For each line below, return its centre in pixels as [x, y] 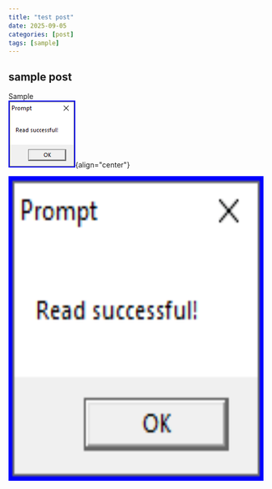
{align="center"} [103, 165]
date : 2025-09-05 [38, 26]
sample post [40, 77]
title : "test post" [41, 17]
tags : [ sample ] [34, 43]
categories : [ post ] [41, 34]
